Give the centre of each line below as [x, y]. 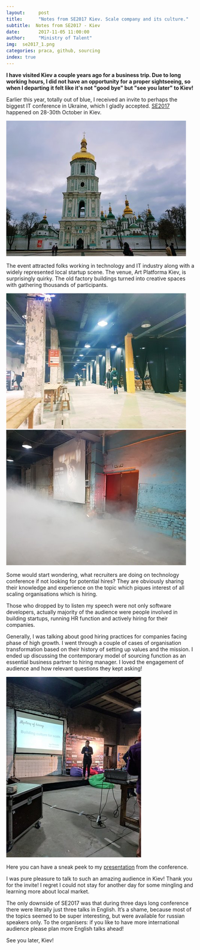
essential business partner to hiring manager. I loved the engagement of [95, 662]
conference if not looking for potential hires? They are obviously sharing [95, 581]
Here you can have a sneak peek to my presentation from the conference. [97, 867]
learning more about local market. [48, 891]
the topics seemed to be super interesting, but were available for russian [96, 916]
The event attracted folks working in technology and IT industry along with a [100, 265]
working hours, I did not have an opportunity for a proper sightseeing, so [99, 81]
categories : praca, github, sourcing [53, 51]
